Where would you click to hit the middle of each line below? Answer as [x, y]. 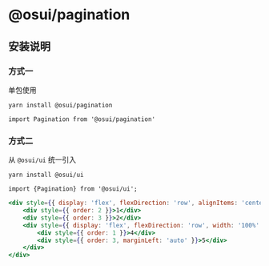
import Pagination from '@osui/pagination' [82, 119]
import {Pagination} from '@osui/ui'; [73, 189]
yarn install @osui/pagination [60, 105]
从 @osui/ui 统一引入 [42, 160]
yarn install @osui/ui [46, 175]
